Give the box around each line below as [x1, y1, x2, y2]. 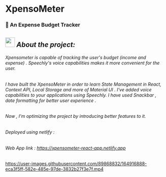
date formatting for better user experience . [5, 97, 96, 104]
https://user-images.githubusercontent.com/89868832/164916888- [5, 161, 147, 167]
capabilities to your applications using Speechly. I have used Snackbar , [5, 92, 156, 98]
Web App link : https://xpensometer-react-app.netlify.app [5, 145, 126, 151]
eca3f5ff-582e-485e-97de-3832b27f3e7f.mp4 [5, 166, 104, 172]
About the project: [16, 40, 76, 49]
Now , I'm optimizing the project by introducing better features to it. [5, 113, 146, 119]
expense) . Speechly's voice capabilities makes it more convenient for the [5, 60, 160, 66]
